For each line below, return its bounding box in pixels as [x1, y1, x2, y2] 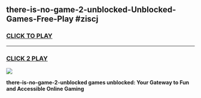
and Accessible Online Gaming [6, 85, 84, 92]
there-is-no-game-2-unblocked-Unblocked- [6, 5, 176, 15]
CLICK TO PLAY [6, 32, 53, 40]
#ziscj [75, 14, 99, 24]
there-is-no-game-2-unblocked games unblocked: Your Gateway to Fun [6, 78, 190, 86]
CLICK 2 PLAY [6, 54, 48, 62]
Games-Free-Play [6, 14, 74, 24]
